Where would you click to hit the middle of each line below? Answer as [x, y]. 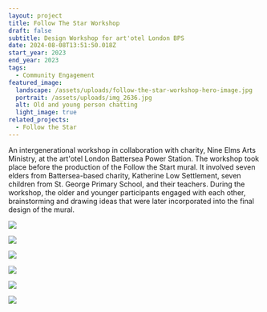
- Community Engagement [55, 75]
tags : [17, 68]
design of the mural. [41, 210]
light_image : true [47, 113]
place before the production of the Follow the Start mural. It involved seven [132, 167]
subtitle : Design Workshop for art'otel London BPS [96, 38]
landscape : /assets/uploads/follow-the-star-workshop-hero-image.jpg [134, 90]
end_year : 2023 [34, 61]
